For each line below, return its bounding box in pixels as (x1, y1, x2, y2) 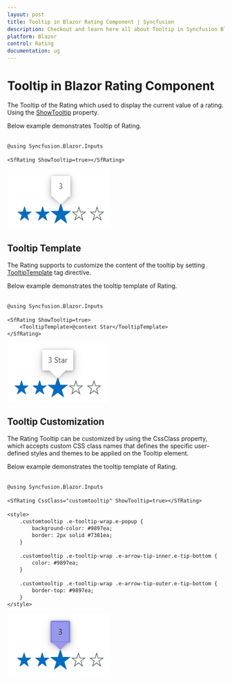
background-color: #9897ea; (32, 525, 113, 531)
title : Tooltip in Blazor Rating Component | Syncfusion (7, 18, 175, 26)
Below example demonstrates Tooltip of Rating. (7, 121, 142, 130)
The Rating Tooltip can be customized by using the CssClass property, (7, 434, 208, 442)
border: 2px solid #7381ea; (32, 531, 113, 538)
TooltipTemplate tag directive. (7, 268, 92, 276)
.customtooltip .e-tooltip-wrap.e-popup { (19, 518, 144, 525)
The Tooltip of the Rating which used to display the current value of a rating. (7, 101, 224, 109)
